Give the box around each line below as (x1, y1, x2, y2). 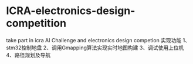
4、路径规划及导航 (6, 51, 51, 58)
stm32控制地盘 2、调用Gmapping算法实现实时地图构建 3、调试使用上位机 (6, 44, 184, 51)
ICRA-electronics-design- (6, 4, 136, 18)
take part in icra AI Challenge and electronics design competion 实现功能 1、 (6, 36, 191, 43)
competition (6, 16, 66, 30)
